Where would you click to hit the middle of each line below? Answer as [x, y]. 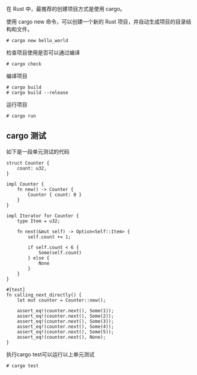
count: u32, [32, 168]
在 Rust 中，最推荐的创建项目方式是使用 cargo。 [66, 9]
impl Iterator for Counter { [43, 216]
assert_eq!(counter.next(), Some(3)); [65, 321]
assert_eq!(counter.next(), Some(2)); [65, 316]
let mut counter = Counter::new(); [62, 300]
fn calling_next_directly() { [44, 295]
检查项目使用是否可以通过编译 [43, 52]
